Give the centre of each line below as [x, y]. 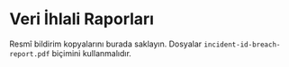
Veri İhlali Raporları [82, 19]
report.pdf [30, 54]
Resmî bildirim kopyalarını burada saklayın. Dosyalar [106, 44]
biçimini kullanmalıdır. [92, 53]
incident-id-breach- [242, 45]
